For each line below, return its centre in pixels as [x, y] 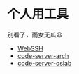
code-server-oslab [44, 63]
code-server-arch [43, 55]
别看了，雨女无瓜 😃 [35, 35]
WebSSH [30, 48]
